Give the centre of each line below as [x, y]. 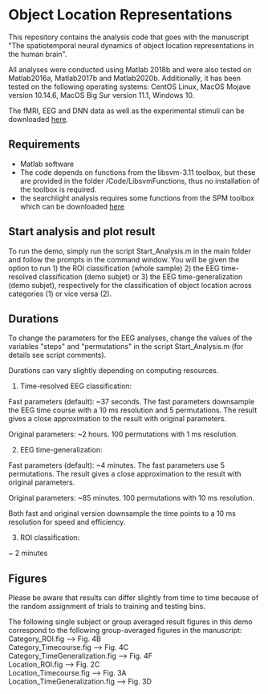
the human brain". [38, 54]
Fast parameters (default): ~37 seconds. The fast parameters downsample [132, 402]
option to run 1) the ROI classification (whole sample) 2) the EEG [114, 268]
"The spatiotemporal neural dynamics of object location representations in [131, 45]
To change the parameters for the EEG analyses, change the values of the [130, 338]
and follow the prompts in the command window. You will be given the [124, 259]
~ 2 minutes [28, 553]
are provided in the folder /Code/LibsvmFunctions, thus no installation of [140, 181]
